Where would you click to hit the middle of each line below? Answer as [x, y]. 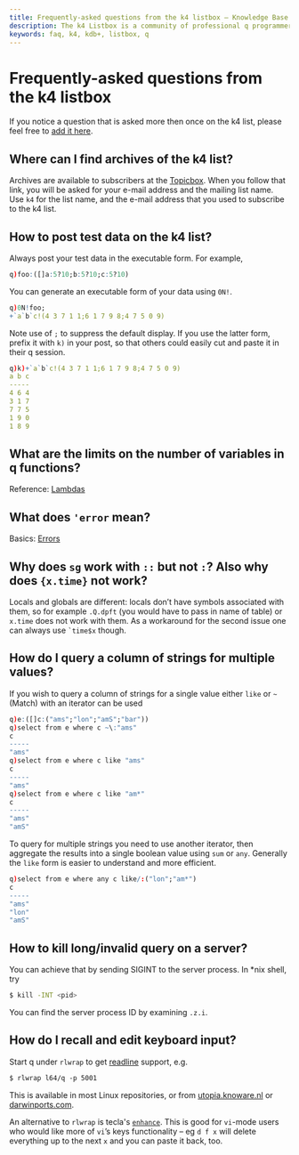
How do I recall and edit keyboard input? [123, 1041]
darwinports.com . [41, 1104]
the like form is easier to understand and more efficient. [113, 863]
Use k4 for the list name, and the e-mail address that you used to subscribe [147, 199]
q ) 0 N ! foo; [28, 308]
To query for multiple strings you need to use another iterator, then [131, 844]
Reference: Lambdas [47, 489]
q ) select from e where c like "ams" [77, 761]
